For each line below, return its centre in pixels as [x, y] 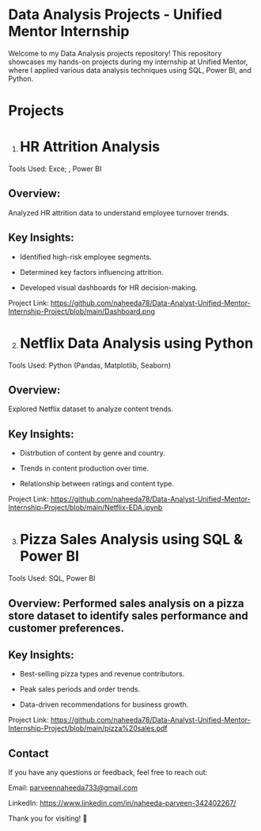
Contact [28, 753]
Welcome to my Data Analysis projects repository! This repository [115, 53]
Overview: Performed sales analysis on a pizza [126, 603]
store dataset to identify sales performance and [129, 616]
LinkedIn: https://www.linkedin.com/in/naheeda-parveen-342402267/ [122, 803]
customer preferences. [66, 628]
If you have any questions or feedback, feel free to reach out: [108, 772]
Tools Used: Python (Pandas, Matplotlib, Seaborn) [90, 365]
